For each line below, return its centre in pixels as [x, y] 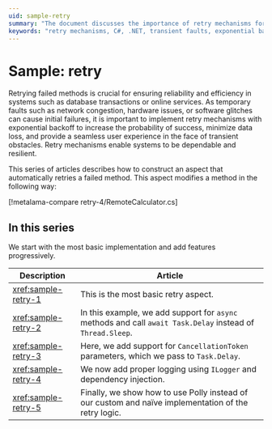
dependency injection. [123, 380]
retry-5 [27, 408]
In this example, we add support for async [159, 312]
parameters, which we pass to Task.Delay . [160, 356]
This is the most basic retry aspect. [147, 295]
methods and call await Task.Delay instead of [168, 323]
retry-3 [27, 356]
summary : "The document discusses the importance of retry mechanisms [130, 23]
